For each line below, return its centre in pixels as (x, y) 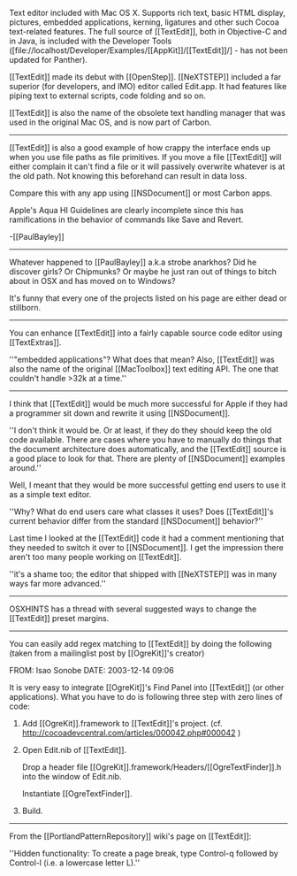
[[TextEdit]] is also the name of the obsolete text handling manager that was (147, 113)
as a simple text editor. (50, 494)
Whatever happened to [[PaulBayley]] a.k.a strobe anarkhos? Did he (133, 262)
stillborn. (25, 307)
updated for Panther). (49, 60)
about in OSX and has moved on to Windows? (92, 281)
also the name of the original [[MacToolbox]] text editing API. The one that (144, 369)
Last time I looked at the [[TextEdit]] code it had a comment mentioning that (147, 538)
